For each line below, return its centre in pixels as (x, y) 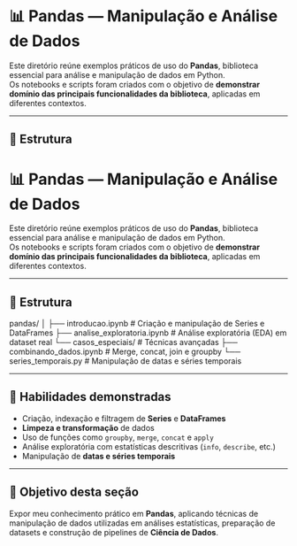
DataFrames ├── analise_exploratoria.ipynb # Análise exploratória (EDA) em (148, 333)
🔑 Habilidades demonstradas (90, 397)
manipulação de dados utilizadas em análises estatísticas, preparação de (142, 523)
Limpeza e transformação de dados (88, 427)
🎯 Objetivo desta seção (74, 492)
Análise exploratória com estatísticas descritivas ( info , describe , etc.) (149, 446)
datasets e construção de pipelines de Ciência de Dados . (114, 532)
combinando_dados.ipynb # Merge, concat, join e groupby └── (125, 352)
